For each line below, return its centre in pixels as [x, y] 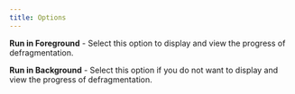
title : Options [38, 17]
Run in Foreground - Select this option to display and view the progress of [147, 43]
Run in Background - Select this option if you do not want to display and [144, 70]
